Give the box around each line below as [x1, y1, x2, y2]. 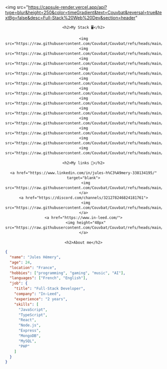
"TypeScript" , [18, 312, 48, 317]
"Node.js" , [18, 323, 41, 328]
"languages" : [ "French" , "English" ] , [9, 276, 88, 280]
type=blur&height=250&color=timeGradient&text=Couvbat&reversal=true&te [5, 9, 162, 15]
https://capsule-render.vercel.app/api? [28, 4, 107, 10]
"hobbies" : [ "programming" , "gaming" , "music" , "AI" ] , [9, 271, 126, 276]
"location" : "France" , [9, 265, 57, 270]
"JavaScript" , [18, 307, 48, 312]
